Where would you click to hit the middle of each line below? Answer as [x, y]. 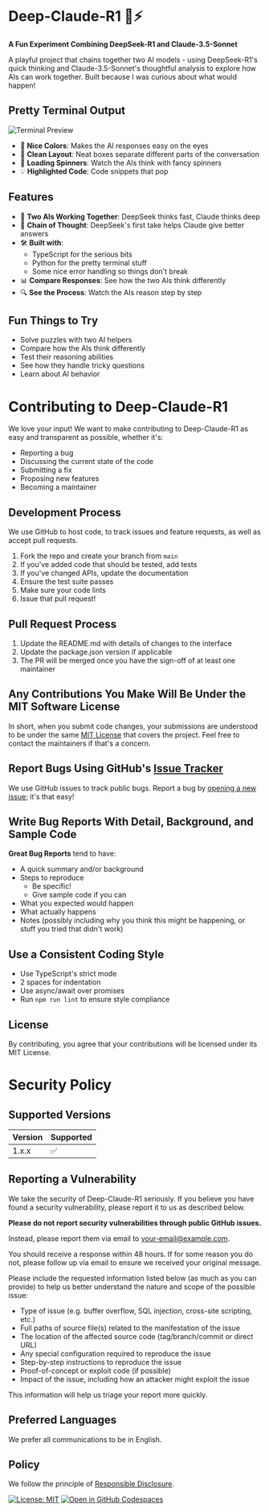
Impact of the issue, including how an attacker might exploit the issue [134, 1379]
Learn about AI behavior [60, 374]
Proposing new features [59, 479]
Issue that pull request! [58, 599]
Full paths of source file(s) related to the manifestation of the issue [130, 1328]
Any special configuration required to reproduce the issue [115, 1354]
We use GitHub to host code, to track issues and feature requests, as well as [134, 532]
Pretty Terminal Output [67, 111]
